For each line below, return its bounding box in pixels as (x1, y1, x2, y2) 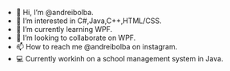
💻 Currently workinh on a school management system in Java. (15, 54, 224, 63)
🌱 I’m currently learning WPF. (15, 25, 113, 34)
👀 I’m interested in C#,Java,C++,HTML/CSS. (15, 16, 162, 26)
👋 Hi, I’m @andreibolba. (15, 8, 94, 17)
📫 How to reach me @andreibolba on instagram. (15, 42, 178, 51)
